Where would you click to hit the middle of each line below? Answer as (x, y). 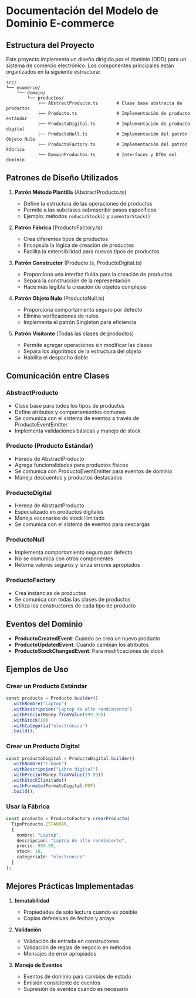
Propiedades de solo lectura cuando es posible (80, 912)
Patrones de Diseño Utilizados (62, 178)
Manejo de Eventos (38, 965)
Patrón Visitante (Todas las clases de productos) (74, 333)
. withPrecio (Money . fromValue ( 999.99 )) (59, 715)
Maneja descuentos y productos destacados (68, 477)
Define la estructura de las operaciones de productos (88, 203)
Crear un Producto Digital (43, 746)
